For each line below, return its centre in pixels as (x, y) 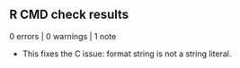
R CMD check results (69, 15)
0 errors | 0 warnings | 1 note (63, 36)
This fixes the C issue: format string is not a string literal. (127, 54)
